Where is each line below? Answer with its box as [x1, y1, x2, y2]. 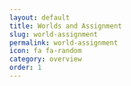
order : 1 [9, 64, 42, 73]
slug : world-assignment [9, 30, 99, 39]
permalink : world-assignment [9, 38, 118, 47]
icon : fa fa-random [9, 47, 83, 56]
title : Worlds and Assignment [9, 21, 123, 30]
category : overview [9, 55, 83, 64]
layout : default [9, 13, 70, 22]
